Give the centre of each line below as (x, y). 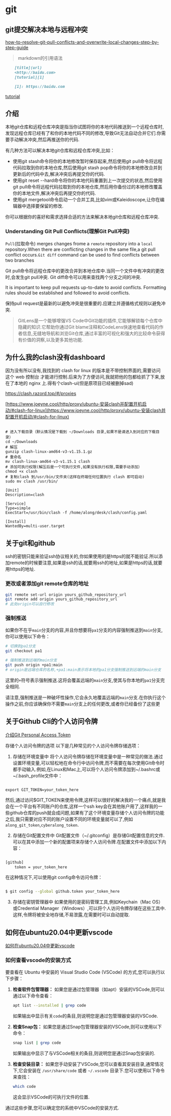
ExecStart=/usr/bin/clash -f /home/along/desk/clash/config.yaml (76, 513)
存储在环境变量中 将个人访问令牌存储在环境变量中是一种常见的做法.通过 (88, 756)
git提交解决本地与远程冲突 (46, 29)
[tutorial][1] (29, 77)
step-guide (17, 48)
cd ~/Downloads (21, 442)
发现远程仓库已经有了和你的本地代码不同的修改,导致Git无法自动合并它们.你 (83, 133)
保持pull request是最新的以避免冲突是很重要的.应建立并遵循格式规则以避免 (83, 303)
